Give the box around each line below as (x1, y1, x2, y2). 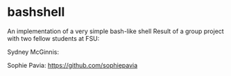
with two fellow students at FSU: (7, 34, 100, 42)
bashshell (7, 4, 65, 20)
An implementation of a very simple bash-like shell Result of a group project (7, 27, 224, 35)
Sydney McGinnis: (7, 48, 59, 56)
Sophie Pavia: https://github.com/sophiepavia (7, 61, 138, 69)
